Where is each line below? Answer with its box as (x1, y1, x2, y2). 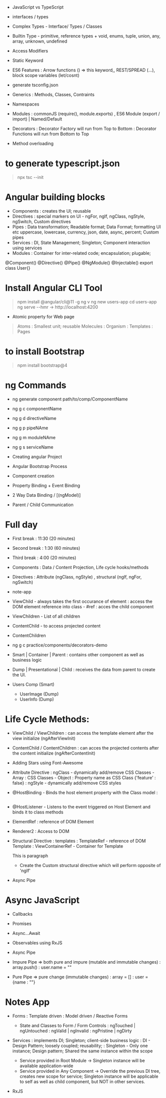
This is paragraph (12, 853, 48, 859)
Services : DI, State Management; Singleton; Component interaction (12, 239, 151, 245)
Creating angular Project (12, 454, 62, 460)
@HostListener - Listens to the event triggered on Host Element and (12, 804, 151, 809)
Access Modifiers (12, 48, 48, 54)
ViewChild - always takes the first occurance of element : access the (12, 598, 153, 604)
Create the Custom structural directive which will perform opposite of (19, 862, 161, 868)
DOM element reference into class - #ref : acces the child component (12, 603, 154, 609)
